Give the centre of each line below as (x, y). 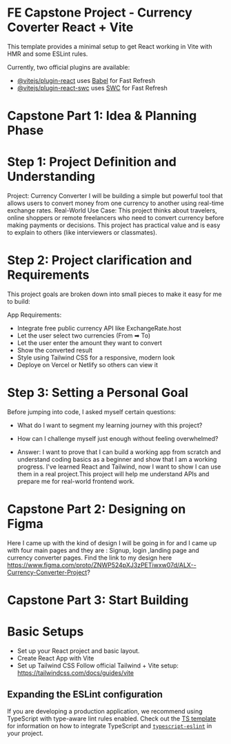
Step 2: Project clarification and (100, 261)
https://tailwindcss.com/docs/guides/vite (76, 673)
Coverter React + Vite (70, 27)
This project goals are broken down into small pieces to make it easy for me (114, 294)
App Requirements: (34, 315)
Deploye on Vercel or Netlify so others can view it (88, 365)
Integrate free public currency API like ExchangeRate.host (99, 328)
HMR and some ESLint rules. (48, 54)
